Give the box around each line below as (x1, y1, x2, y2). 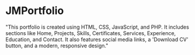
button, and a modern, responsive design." (5, 42, 109, 49)
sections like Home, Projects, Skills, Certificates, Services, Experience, (5, 29, 176, 36)
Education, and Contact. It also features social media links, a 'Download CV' (5, 36, 189, 43)
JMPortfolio (5, 4, 64, 18)
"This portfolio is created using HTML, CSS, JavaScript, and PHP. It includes (5, 23, 190, 30)
